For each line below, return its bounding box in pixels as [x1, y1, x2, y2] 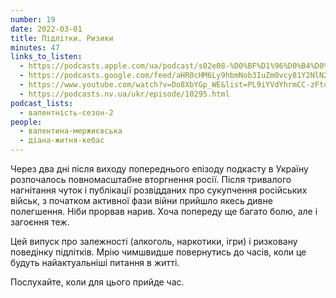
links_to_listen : [10, 52, 83, 62]
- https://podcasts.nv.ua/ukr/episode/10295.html [19, 89, 230, 99]
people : [10, 117, 43, 127]
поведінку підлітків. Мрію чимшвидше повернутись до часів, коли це [10, 246, 307, 258]
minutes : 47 [10, 42, 60, 53]
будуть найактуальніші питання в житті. [10, 257, 180, 268]
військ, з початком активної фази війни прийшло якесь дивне [10, 195, 273, 206]
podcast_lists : [10, 98, 74, 108]
